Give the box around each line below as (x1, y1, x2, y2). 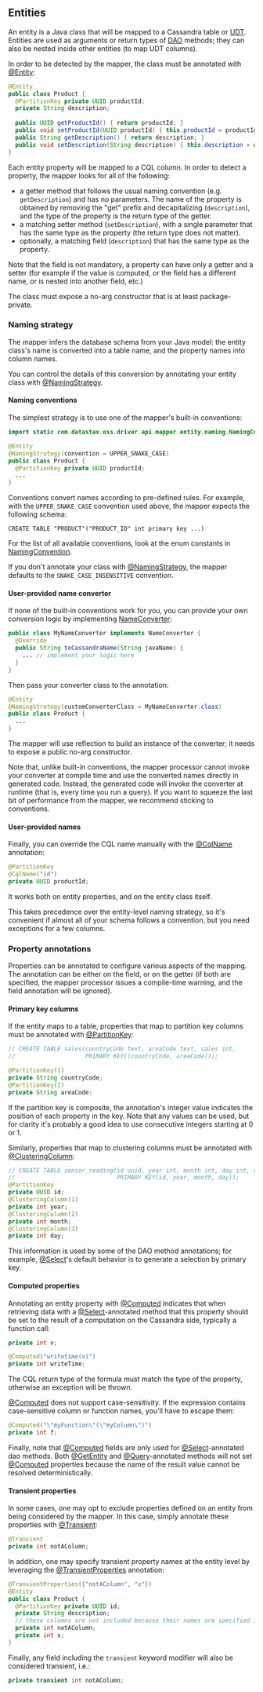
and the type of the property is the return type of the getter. (19, 211, 212, 221)
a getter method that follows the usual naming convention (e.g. (19, 186, 222, 196)
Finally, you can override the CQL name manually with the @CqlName (8, 839, 232, 849)
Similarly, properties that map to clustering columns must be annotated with (8, 1142, 253, 1153)
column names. (8, 353, 58, 364)
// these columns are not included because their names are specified (15, 1617, 250, 1624)
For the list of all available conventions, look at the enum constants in (8, 539, 231, 548)
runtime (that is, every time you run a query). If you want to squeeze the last (8, 788, 253, 797)
